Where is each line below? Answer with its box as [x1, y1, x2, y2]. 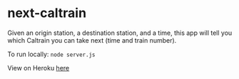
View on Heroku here [7, 63, 70, 72]
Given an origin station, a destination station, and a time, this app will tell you [7, 28, 233, 37]
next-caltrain [7, 5, 87, 21]
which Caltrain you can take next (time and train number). [7, 36, 177, 44]
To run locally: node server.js [7, 50, 96, 58]
